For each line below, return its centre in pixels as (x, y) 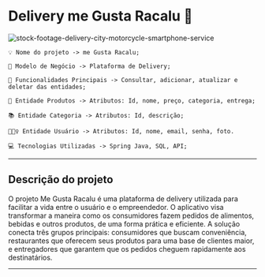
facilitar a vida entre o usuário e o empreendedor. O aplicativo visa (116, 207)
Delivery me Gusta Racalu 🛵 (101, 16)
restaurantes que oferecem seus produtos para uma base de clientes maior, (131, 241)
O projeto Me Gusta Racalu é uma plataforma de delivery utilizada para (123, 198)
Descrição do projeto (61, 180)
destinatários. (30, 257)
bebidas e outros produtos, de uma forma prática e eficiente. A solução (124, 223)
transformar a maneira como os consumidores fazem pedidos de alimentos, (131, 215)
